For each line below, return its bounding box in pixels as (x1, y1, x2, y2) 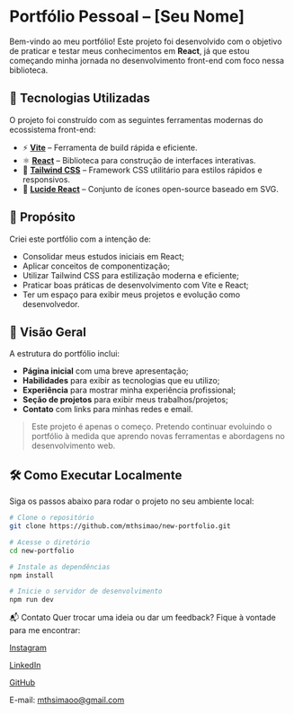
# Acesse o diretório (9, 537, 91, 547)
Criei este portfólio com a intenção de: (9, 234, 151, 244)
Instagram (9, 642, 47, 653)
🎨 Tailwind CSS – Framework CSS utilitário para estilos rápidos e (22, 164, 263, 175)
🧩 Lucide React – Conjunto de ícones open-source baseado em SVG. (22, 183, 279, 194)
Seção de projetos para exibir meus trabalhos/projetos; (22, 394, 228, 405)
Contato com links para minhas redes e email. (22, 404, 193, 415)
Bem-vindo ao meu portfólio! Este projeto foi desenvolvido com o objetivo (9, 36, 282, 47)
